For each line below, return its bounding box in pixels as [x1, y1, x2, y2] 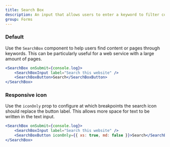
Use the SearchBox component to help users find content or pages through [5, 45, 160, 51]
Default [5, 33, 24, 40]
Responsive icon [5, 91, 47, 99]
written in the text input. [5, 114, 55, 120]
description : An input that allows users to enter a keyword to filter [5, 12, 159, 17]
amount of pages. [5, 56, 42, 62]
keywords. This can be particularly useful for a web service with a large [5, 50, 154, 56]
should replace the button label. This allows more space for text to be [5, 108, 150, 114]
